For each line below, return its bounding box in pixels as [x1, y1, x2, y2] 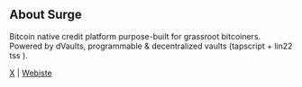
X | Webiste [9, 67, 52, 78]
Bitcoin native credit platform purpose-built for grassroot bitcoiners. [9, 30, 261, 41]
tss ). [9, 49, 29, 61]
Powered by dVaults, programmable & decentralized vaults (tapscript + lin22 [9, 40, 293, 51]
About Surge [9, 7, 83, 22]
